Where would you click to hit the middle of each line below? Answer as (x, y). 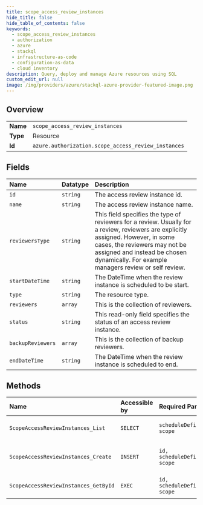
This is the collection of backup (139, 339)
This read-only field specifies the (142, 314)
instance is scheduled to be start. (142, 284)
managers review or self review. (140, 267)
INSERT (130, 457)
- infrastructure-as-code (44, 57)
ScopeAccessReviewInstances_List (57, 428)
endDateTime (27, 360)
